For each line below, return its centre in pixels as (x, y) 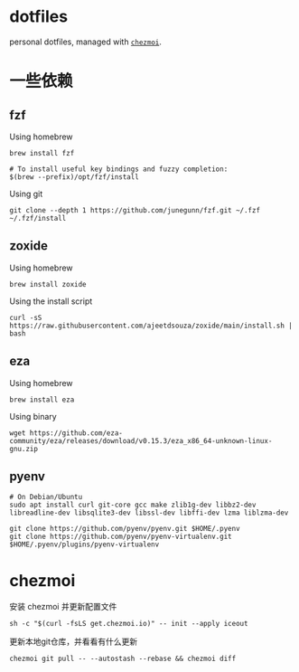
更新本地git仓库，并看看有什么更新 (74, 642)
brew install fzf (42, 153)
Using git (26, 194)
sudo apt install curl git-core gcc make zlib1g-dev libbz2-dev (133, 505)
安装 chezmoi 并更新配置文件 (63, 607)
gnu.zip (24, 449)
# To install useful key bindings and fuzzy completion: (119, 169)
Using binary (33, 416)
